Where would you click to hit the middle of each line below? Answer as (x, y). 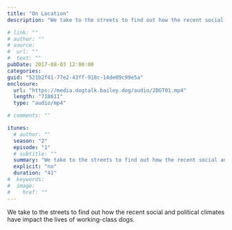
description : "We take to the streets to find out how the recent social (116, 20)
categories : (24, 71)
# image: (21, 186)
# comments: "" (29, 116)
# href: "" (28, 192)
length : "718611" (38, 97)
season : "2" (31, 141)
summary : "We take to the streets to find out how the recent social (115, 160)
